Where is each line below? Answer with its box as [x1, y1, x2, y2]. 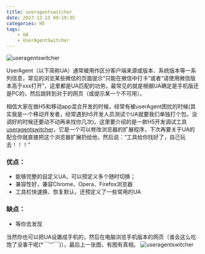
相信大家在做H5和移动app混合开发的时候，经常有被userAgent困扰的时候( [6, 103, 191, 110]
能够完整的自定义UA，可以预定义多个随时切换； [15, 173, 136, 181]
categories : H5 [6, 20, 45, 26]
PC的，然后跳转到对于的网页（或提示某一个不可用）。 [11, 90, 146, 97]
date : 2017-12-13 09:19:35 [6, 15, 75, 21]
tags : [6, 26, 20, 32]
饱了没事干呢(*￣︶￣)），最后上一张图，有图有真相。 [6, 241, 140, 248]
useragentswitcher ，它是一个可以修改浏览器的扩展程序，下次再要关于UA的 [6, 126, 195, 133]
